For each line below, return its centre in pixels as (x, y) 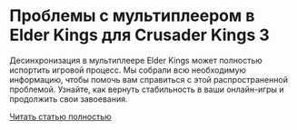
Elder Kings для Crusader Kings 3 (139, 35)
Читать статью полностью (60, 116)
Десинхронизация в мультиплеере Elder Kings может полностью (136, 60)
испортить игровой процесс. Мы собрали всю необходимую (128, 70)
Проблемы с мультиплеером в (132, 16)
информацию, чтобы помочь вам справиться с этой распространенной (149, 79)
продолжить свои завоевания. (69, 99)
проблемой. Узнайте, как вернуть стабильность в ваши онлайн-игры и (147, 89)
